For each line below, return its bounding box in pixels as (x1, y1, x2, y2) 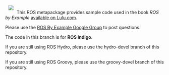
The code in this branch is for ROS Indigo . (5, 34, 93, 40)
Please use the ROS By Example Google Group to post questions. (5, 25, 141, 30)
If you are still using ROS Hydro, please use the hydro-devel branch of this (5, 44, 160, 50)
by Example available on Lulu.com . (5, 15, 77, 21)
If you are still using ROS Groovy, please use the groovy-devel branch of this (5, 59, 164, 65)
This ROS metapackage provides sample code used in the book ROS (17, 10, 159, 15)
